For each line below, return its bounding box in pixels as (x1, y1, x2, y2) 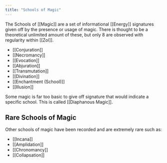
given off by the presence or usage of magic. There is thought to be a (5, 26, 148, 32)
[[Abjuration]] (12, 62, 40, 68)
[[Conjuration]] (12, 46, 43, 52)
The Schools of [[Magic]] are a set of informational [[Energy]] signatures (5, 21, 154, 27)
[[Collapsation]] (12, 152, 45, 158)
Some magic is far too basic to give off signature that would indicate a (5, 93, 149, 99)
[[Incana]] (12, 136, 33, 142)
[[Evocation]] (12, 57, 40, 63)
